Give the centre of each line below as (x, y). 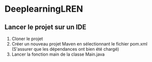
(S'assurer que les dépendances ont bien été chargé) (65, 49)
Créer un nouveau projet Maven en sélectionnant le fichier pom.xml (79, 44)
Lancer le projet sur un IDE (45, 27)
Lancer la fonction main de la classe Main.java (58, 54)
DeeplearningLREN (44, 9)
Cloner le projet (27, 39)
